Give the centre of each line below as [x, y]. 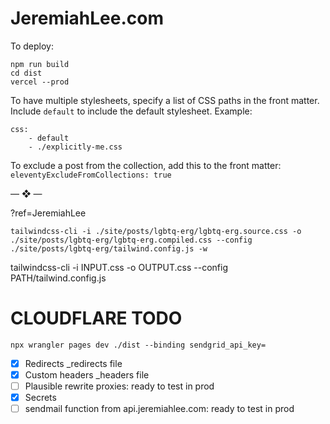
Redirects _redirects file [73, 363]
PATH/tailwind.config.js [58, 278]
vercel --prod [40, 82]
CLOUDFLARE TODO [96, 318]
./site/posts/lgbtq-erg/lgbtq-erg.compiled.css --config [131, 240]
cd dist [26, 73]
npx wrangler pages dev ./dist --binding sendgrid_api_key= [138, 345]
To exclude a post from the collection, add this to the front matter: [146, 165]
